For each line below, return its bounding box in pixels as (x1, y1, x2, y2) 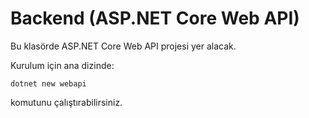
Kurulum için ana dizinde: (10, 59, 115, 71)
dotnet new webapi (10, 78, 87, 89)
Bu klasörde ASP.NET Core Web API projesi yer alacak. (10, 40, 237, 52)
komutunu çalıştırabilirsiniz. (10, 96, 123, 108)
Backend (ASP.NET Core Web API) (10, 7, 300, 30)
